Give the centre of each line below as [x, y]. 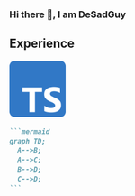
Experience [42, 44]
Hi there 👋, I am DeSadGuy [68, 14]
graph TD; [28, 141]
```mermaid [30, 131]
